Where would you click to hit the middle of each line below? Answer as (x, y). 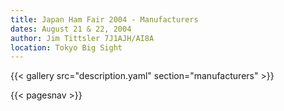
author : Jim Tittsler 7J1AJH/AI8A (82, 38)
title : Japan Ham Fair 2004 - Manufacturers (104, 19)
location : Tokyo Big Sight (66, 47)
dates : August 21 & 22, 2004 (71, 29)
